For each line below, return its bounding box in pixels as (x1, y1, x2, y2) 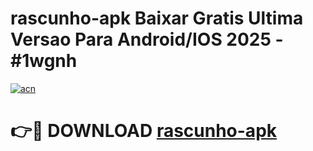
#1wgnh (10, 50, 78, 72)
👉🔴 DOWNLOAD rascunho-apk (10, 120, 278, 142)
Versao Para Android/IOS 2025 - (10, 28, 284, 51)
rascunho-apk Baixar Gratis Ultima (10, 7, 304, 30)
